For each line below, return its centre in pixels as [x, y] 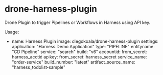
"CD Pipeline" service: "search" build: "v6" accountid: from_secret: [79, 52]
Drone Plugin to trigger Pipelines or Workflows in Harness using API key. [77, 22]
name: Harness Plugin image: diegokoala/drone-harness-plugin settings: [85, 41]
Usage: [12, 32]
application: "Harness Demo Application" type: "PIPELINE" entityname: [83, 46]
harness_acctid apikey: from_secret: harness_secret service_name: [79, 56]
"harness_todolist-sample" [38, 67]
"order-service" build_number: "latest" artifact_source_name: [73, 62]
